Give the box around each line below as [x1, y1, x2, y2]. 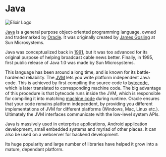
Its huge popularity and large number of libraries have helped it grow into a [5, 141, 158, 147]
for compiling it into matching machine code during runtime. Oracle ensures [5, 95, 160, 102]
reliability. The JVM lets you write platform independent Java [25, 74, 150, 80]
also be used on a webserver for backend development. [5, 131, 119, 137]
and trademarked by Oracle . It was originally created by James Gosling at [5, 34, 155, 40]
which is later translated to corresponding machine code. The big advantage [5, 85, 161, 91]
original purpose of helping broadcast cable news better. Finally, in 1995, [5, 54, 154, 60]
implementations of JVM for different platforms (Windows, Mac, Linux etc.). [5, 106, 160, 112]
